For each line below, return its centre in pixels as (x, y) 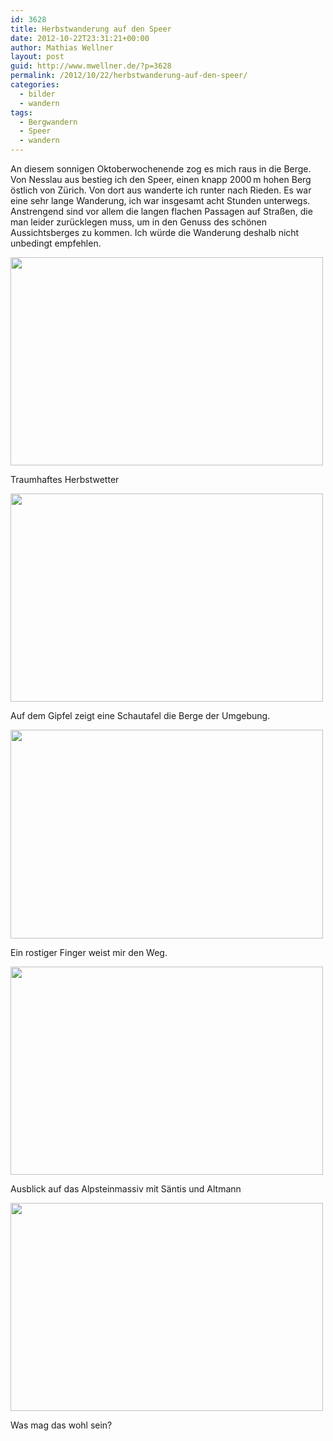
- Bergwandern (48, 122)
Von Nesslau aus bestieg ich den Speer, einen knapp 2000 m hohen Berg (161, 179)
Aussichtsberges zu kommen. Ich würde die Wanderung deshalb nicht (155, 232)
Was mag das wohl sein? (61, 1425)
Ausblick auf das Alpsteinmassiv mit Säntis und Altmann (126, 1189)
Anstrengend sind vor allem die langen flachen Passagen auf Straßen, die (161, 211)
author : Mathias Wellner (62, 47)
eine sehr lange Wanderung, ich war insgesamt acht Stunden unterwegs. (160, 200)
